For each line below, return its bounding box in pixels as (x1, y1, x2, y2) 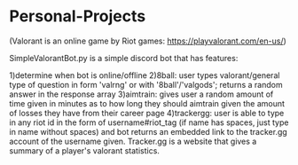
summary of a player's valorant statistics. (9, 145, 160, 156)
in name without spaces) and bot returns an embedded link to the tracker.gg (9, 126, 288, 137)
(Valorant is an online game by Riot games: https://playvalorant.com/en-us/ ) (9, 35, 286, 46)
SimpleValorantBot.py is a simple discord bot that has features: (9, 52, 239, 63)
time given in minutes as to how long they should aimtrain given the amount (9, 98, 286, 108)
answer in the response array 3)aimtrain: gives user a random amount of (9, 89, 274, 99)
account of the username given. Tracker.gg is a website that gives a (9, 136, 257, 146)
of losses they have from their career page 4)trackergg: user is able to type (9, 107, 285, 118)
